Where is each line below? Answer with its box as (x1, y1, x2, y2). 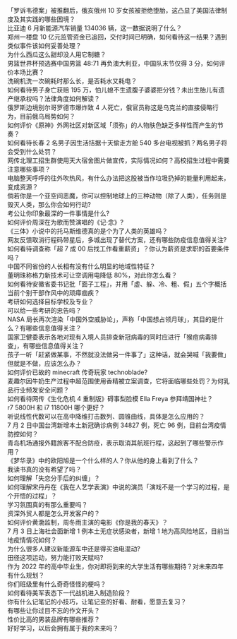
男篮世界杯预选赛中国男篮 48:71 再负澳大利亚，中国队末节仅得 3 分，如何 (7, 59, 219, 67)
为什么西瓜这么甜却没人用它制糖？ (7, 50, 107, 59)
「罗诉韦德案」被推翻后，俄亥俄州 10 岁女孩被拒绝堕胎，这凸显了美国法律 (7, 6, 221, 14)
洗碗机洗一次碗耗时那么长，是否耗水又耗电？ (7, 77, 138, 85)
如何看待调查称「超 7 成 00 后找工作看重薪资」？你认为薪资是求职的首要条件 (7, 244, 230, 253)
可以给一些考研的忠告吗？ (7, 306, 82, 314)
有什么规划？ (7, 571, 44, 579)
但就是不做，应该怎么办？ (7, 359, 82, 367)
